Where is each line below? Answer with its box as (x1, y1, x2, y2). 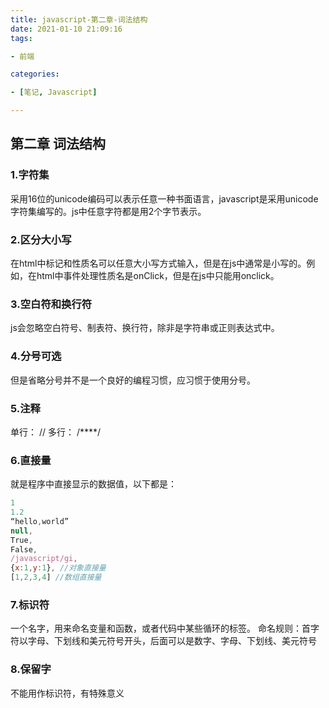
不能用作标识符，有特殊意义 (10, 687, 125, 699)
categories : (10, 69, 60, 80)
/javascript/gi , (10, 554, 78, 564)
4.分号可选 (10, 349, 62, 363)
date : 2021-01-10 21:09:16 (10, 24, 123, 34)
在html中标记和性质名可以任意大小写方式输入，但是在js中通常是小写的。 (10, 257, 307, 269)
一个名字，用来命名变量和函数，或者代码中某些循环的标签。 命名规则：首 (10, 622, 311, 635)
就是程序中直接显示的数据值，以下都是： (10, 478, 177, 490)
